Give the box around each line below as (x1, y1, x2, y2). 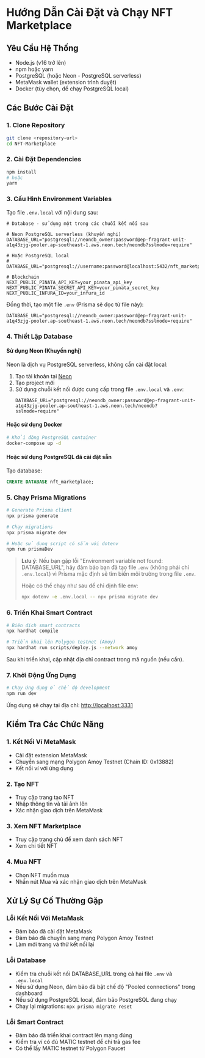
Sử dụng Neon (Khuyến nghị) (6, 347, 82, 355)
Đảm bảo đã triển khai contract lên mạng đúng (15, 1031, 132, 1038)
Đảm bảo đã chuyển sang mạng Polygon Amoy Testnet (15, 935, 154, 942)
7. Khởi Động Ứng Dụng (6, 670, 76, 679)
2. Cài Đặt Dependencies (6, 155, 81, 164)
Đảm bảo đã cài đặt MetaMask (15, 928, 93, 935)
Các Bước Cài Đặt (6, 103, 74, 113)
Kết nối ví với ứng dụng (15, 764, 73, 772)
